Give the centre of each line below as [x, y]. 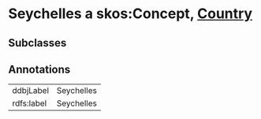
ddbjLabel [31, 91]
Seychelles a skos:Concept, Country [130, 14]
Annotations [39, 69]
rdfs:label [30, 103]
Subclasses [37, 43]
